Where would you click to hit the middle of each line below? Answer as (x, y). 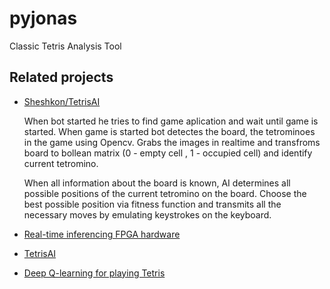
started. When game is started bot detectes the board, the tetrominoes (169, 131)
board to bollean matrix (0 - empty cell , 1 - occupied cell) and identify (168, 153)
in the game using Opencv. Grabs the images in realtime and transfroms (172, 142)
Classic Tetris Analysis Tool (65, 46)
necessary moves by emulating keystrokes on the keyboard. (147, 214)
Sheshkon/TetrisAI (62, 101)
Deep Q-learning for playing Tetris (94, 273)
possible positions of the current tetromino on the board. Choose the (165, 193)
